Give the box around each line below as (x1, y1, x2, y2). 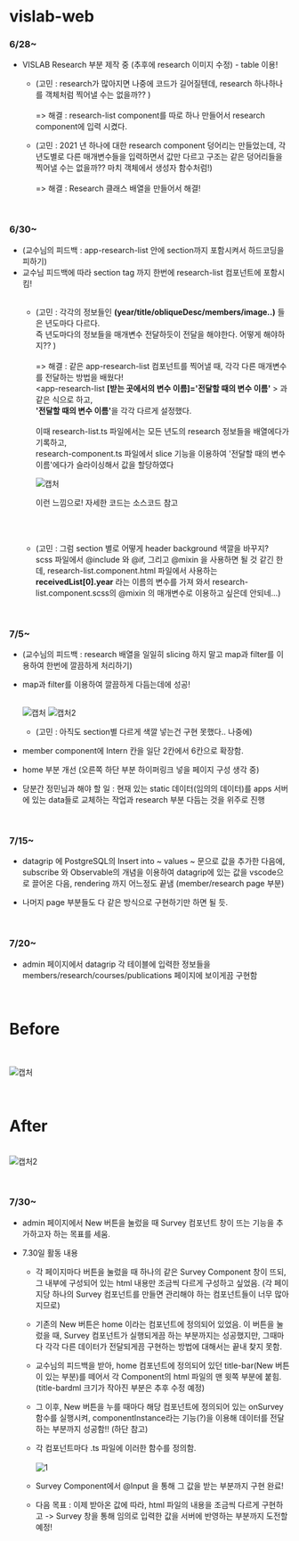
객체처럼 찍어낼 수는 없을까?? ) (44, 89, 151, 100)
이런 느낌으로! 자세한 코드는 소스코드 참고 (35, 497, 179, 507)
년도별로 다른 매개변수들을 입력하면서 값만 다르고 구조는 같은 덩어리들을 (35, 152, 283, 162)
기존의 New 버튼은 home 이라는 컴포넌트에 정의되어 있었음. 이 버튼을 (35, 1318, 275, 1330)
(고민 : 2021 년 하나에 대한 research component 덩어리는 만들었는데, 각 (35, 140, 287, 151)
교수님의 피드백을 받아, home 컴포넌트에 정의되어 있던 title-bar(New (35, 1360, 274, 1371)
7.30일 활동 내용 (21, 1247, 78, 1258)
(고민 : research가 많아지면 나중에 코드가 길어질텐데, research (35, 78, 253, 89)
